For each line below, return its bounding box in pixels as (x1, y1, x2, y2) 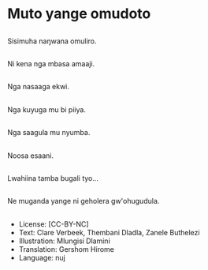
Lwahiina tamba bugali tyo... (7, 173, 99, 182)
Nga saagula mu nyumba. (7, 128, 91, 137)
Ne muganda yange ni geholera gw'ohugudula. (7, 197, 160, 206)
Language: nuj (18, 253, 66, 262)
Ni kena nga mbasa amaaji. (7, 58, 95, 68)
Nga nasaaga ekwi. (7, 82, 70, 92)
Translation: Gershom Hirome (18, 244, 115, 253)
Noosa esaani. (7, 151, 54, 160)
